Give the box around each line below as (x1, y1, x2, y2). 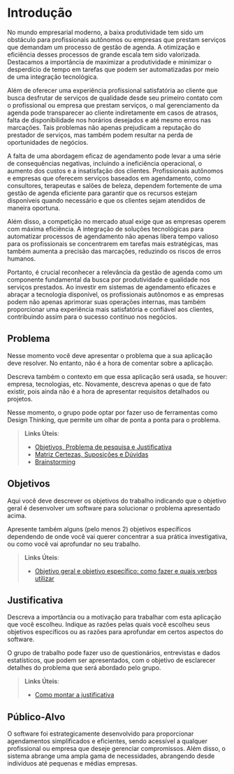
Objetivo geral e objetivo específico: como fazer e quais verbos (34, 566, 218, 575)
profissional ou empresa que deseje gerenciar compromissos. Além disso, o (7, 745, 226, 753)
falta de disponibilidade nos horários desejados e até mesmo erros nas (7, 115, 212, 124)
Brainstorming (34, 457, 75, 466)
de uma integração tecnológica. (7, 72, 99, 81)
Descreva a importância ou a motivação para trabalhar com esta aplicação (7, 613, 221, 622)
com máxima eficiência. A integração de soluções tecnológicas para (7, 224, 204, 233)
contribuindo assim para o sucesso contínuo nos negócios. (7, 313, 177, 321)
